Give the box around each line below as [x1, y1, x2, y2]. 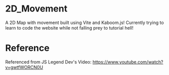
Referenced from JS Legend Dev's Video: [5, 58, 92, 65]
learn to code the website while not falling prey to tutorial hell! [5, 24, 134, 30]
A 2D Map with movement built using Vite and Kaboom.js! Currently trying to [5, 19, 164, 25]
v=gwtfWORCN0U [5, 64, 43, 70]
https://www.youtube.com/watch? [92, 58, 163, 65]
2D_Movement [5, 3, 68, 14]
